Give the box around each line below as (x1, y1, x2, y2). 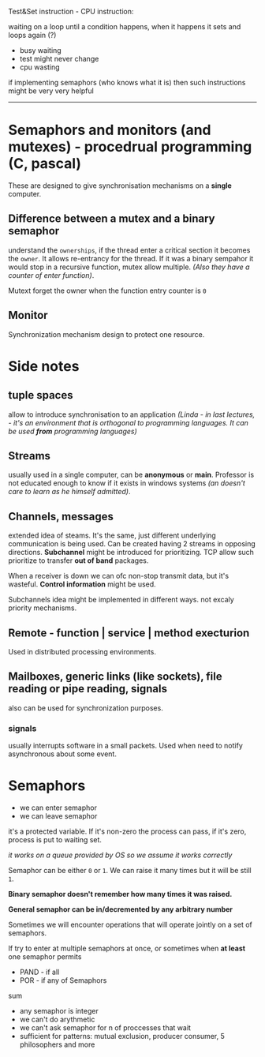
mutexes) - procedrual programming (8, 138, 252, 156)
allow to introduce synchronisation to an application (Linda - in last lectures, (8, 410, 256, 419)
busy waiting (19, 46, 62, 54)
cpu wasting (19, 62, 61, 72)
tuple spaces (8, 388, 73, 402)
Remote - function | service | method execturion (8, 626, 250, 639)
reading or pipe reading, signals (8, 682, 168, 695)
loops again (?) (8, 31, 57, 39)
